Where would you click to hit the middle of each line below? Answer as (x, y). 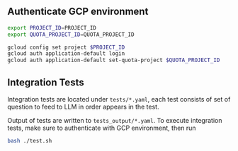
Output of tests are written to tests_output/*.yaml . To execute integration (115, 120)
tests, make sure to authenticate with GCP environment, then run (102, 128)
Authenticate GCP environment (78, 12)
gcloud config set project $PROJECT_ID (66, 47)
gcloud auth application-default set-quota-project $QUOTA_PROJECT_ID (114, 60)
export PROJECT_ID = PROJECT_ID (52, 28)
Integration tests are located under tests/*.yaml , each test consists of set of (119, 99)
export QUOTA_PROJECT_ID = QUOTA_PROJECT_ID (71, 35)
